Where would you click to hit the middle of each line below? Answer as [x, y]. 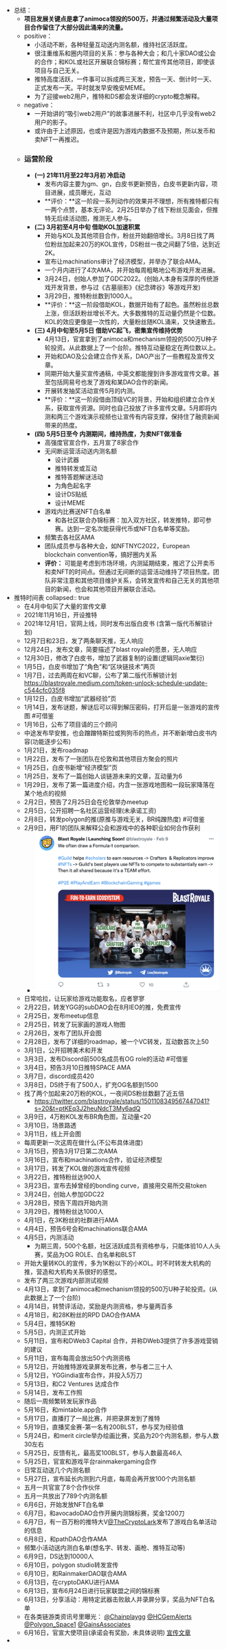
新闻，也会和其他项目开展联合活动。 [108, 589]
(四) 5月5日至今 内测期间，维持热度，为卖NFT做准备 [108, 434]
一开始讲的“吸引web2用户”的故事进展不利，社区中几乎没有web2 [125, 113]
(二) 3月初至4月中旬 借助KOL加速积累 [87, 227]
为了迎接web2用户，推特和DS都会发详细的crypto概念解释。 [119, 96]
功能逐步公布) [51, 742]
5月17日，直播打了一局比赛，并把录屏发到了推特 [92, 1419]
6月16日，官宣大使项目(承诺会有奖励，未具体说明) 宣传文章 [107, 1632]
